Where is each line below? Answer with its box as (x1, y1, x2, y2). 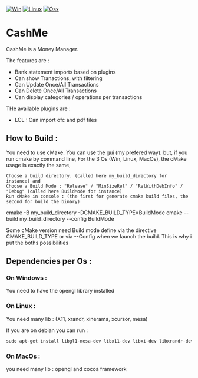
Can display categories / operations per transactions (14, 93, 143, 100)
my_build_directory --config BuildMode (19, 215, 114, 222)
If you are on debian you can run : (6, 327, 88, 334)
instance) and (6, 178, 41, 184)
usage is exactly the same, (6, 161, 71, 168)
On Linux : (6, 302, 36, 310)
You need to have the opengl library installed (6, 287, 115, 294)
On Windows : (6, 274, 47, 282)
